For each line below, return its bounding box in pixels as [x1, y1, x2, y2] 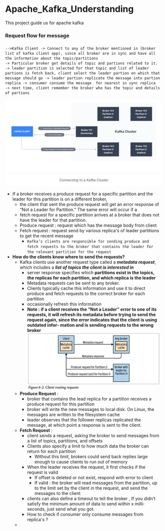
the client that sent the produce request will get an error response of [19, 202, 159, 207]
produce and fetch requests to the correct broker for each [27, 290, 145, 297]
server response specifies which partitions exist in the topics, [27, 270, 155, 276]
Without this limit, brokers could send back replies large [34, 453, 148, 460]
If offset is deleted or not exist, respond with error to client [34, 475, 153, 481]
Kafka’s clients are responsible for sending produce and [27, 239, 149, 244]
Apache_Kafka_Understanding [5, 3, 134, 15]
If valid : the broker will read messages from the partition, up [34, 480, 158, 486]
